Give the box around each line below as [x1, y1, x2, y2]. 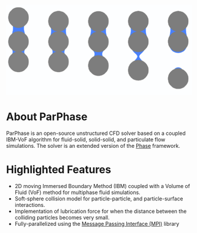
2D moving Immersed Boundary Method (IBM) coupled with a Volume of [14, 182, 191, 189]
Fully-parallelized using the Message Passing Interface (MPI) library [14, 220, 180, 227]
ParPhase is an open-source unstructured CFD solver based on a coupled [6, 130, 186, 137]
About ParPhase [6, 110, 88, 123]
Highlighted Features [6, 163, 111, 176]
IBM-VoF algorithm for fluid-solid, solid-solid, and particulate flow [6, 135, 166, 143]
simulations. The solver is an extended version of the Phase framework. [6, 142, 180, 149]
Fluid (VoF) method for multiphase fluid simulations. [14, 189, 140, 196]
